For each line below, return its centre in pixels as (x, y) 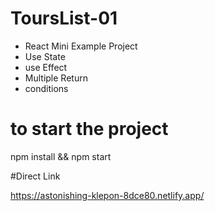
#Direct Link (35, 176)
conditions (46, 88)
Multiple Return (56, 78)
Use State (45, 56)
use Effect (46, 67)
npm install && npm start (61, 156)
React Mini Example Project (81, 46)
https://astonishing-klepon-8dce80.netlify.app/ (107, 195)
